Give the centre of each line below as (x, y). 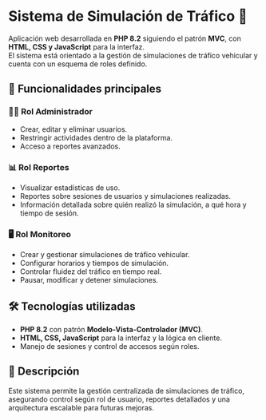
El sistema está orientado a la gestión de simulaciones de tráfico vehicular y (133, 55)
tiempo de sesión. (49, 213)
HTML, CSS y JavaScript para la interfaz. (77, 46)
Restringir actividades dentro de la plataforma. (96, 137)
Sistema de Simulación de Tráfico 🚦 (128, 16)
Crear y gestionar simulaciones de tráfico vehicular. (105, 255)
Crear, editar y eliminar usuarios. (73, 129)
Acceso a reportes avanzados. (70, 146)
